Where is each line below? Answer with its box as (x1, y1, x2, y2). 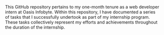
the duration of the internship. (5, 24, 65, 30)
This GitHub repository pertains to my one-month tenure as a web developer (5, 4, 160, 10)
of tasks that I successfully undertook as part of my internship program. (5, 14, 150, 20)
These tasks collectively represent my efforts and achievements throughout (5, 19, 158, 25)
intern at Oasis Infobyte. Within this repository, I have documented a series (5, 9, 156, 15)
